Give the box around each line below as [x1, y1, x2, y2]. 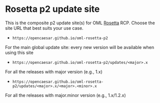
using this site [5, 50, 34, 55]
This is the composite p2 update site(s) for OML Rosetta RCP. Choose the [5, 20, 155, 26]
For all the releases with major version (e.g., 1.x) [5, 68, 103, 75]
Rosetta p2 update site [5, 3, 100, 15]
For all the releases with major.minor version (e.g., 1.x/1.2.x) [5, 92, 126, 98]
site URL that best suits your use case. [5, 25, 84, 31]
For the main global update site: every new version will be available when [5, 44, 155, 50]
